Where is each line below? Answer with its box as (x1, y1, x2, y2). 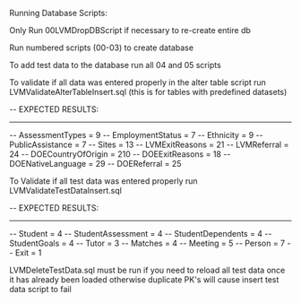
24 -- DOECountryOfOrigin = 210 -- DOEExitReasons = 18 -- (9, 149, 231, 160)
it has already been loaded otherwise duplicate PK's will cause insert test (9, 274, 279, 285)
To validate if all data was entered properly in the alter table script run (9, 77, 267, 88)
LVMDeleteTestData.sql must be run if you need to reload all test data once (9, 264, 286, 275)
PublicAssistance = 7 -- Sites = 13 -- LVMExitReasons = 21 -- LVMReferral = (9, 139, 289, 150)
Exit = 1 (14, 247, 42, 258)
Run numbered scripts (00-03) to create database (9, 42, 194, 53)
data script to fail (9, 284, 72, 294)
